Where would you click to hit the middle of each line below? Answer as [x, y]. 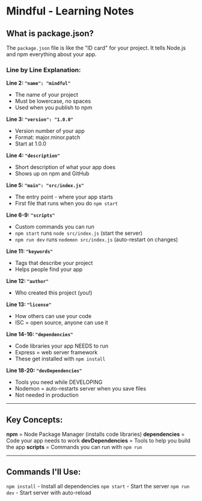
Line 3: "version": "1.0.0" [40, 120]
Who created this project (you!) [54, 293]
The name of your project [46, 95]
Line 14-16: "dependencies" [40, 334]
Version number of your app [50, 131]
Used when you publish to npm [54, 107]
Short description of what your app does [65, 167]
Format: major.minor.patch [47, 138]
